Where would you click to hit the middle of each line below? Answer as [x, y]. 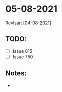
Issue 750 [23, 57]
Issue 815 [22, 51]
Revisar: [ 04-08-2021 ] [28, 23]
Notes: [16, 73]
